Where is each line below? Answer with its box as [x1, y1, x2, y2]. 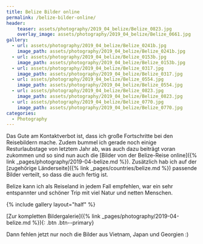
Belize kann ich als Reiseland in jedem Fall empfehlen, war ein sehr [6, 183, 173, 190]
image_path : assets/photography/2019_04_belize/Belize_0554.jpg [17, 82, 183, 88]
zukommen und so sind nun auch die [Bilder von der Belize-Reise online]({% [6, 152, 198, 159]
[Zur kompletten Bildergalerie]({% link [6, 213, 101, 220]
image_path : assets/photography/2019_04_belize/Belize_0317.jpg [17, 71, 183, 77]
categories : [6, 110, 36, 116]
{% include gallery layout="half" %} [6, 201, 96, 208]
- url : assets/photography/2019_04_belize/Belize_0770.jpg [12, 99, 164, 105]
